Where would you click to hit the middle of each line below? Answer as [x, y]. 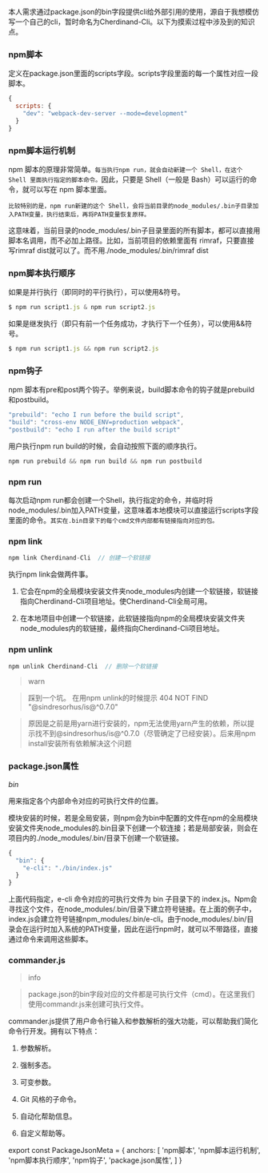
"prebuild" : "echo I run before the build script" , [96, 415]
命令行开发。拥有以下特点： [54, 1031]
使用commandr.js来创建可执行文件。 [88, 1004]
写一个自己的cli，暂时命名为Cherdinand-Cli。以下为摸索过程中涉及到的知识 [132, 22]
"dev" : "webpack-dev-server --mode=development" [105, 114]
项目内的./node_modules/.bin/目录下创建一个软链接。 [96, 838]
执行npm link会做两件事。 [50, 574]
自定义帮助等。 [44, 1133]
